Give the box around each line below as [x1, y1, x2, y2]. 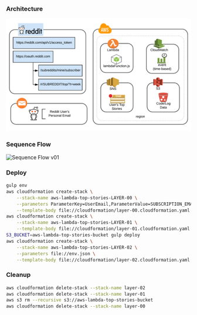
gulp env [6, 183, 28, 189]
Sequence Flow [6, 140, 51, 149]
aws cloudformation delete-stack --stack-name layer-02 [6, 284, 145, 291]
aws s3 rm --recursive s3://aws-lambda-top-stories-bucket [6, 297, 154, 303]
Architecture [6, 5, 43, 13]
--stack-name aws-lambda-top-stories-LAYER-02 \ [16, 244, 138, 250]
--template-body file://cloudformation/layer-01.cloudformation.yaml [16, 226, 191, 232]
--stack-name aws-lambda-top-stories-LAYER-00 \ [16, 195, 138, 201]
